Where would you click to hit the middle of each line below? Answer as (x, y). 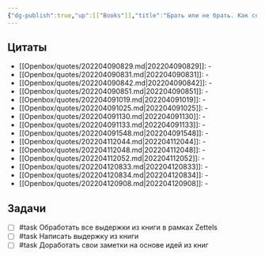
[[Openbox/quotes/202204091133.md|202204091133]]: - (112, 125)
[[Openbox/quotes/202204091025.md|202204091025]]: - (114, 108)
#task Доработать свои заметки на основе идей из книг (114, 245)
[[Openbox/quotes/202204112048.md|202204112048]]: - (112, 150)
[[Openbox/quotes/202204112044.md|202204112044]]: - (112, 142)
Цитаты (27, 48)
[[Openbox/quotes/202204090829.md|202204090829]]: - (115, 66)
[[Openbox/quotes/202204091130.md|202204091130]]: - (112, 117)
